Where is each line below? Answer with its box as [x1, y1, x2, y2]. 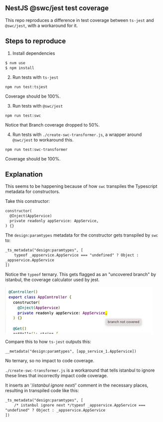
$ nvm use [5, 60, 26, 65]
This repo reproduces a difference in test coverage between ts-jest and [5, 17, 154, 23]
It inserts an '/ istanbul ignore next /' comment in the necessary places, [5, 382, 149, 388]
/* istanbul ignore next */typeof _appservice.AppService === [14, 403, 146, 408]
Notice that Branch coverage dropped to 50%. [5, 122, 100, 128]
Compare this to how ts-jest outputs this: [5, 339, 91, 345]
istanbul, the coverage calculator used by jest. [5, 277, 100, 283]
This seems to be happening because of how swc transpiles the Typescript [5, 183, 158, 189]
